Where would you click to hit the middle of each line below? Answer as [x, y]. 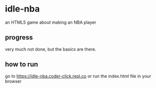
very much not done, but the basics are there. [51, 49]
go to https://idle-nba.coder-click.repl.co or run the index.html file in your [78, 76]
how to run [22, 65]
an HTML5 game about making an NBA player [51, 22]
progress [19, 37]
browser [13, 81]
